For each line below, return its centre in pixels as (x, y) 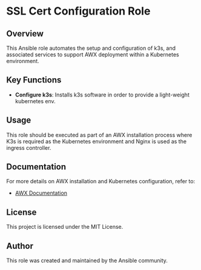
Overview (25, 34)
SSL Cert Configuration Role (78, 11)
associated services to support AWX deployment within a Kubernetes (93, 55)
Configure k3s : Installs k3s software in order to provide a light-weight (102, 95)
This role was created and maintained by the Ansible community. (87, 261)
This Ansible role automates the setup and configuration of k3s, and (91, 48)
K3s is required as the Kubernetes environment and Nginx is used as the (96, 141)
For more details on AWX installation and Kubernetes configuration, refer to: (101, 181)
